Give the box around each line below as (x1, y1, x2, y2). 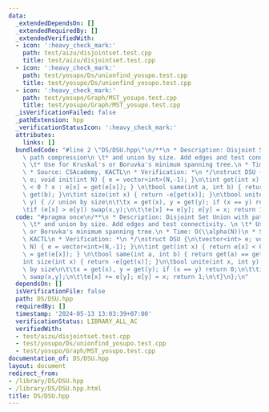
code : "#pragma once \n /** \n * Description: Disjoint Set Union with (15, 213, 249, 221)
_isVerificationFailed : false (15, 109, 116, 117)
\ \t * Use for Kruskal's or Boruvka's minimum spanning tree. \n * (22, 161, 249, 169)
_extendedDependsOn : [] (15, 19, 94, 27)
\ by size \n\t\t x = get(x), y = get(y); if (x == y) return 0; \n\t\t (22, 265, 260, 273)
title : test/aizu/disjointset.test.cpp (22, 57, 156, 65)
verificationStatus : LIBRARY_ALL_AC (15, 317, 138, 325)
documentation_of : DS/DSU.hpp (8, 354, 110, 363)
